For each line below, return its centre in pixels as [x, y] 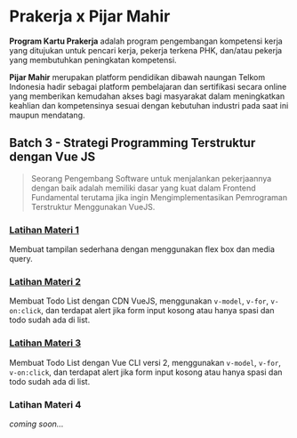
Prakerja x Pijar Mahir [90, 16]
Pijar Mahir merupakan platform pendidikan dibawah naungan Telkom [137, 77]
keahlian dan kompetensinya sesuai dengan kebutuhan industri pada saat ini [149, 105]
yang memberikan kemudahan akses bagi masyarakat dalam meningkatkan [147, 96]
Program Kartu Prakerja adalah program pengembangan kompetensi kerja [146, 41]
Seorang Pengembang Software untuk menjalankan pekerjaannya [151, 178]
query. [21, 259]
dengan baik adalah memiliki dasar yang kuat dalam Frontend [143, 188]
